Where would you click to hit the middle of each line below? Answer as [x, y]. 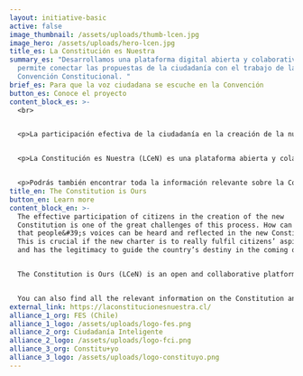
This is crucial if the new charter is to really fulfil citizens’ [147, 242]
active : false [36, 26]
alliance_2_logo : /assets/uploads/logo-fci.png [101, 341]
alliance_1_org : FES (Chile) [64, 315]
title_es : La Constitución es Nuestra [82, 52]
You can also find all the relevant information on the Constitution [151, 298]
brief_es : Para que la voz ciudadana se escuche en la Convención [137, 85]
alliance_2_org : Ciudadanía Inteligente [87, 332]
